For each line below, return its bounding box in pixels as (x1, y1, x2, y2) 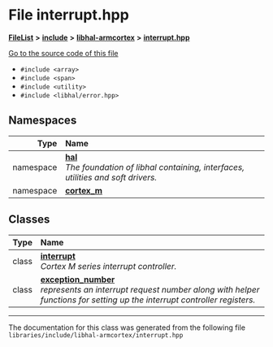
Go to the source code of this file (8, 48, 119, 58)
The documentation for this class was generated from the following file (8, 323, 246, 332)
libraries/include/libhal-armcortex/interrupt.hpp (8, 331, 184, 339)
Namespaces (8, 114, 77, 128)
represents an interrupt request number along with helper (40, 284, 260, 295)
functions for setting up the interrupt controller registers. (40, 294, 256, 306)
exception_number (40, 274, 115, 285)
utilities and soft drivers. (64, 171, 157, 183)
